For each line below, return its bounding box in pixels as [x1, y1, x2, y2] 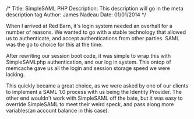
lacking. [6, 71, 25, 78]
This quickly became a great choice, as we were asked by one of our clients [6, 82, 189, 89]
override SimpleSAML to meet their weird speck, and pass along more [6, 101, 174, 107]
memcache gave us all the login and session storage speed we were [6, 65, 170, 72]
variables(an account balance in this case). [6, 107, 110, 114]
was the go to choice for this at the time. [6, 41, 103, 48]
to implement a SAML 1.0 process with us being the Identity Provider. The [6, 89, 182, 95]
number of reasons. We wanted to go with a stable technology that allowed [6, 29, 186, 36]
